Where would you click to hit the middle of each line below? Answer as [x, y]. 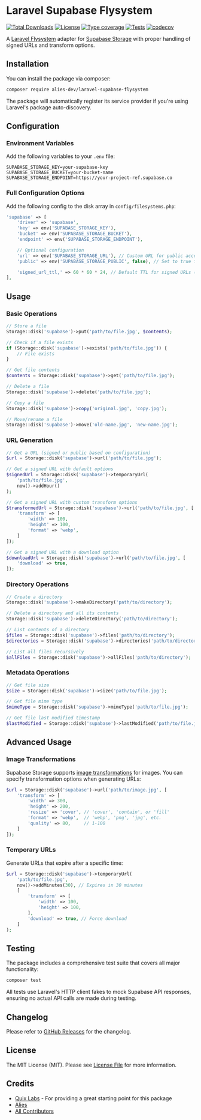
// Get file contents [33, 370]
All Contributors [34, 1111]
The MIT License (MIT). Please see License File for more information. [91, 1065]
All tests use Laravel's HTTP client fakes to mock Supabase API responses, [99, 992]
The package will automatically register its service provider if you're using [97, 101]
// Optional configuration [51, 250]
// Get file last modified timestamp [53, 718]
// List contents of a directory [48, 630]
